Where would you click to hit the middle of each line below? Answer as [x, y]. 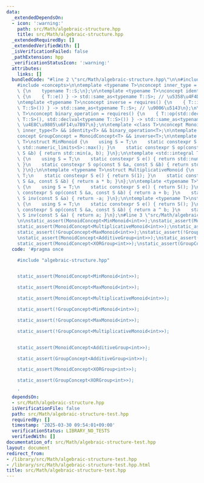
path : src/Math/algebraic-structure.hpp [69, 29]
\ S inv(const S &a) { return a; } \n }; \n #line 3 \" [84, 215]
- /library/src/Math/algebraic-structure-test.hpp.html [78, 465]
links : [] [30, 74]
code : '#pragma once [38, 249]
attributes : [27, 68]
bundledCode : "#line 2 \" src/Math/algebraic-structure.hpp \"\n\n [96, 80]
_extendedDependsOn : [38, 18]
